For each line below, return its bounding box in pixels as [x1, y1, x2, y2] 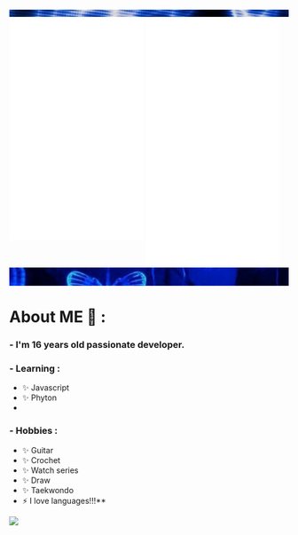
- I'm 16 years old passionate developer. [9, 339, 184, 351]
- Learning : [9, 363, 60, 375]
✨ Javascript [21, 382, 69, 393]
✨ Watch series [21, 465, 79, 476]
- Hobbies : [9, 425, 59, 437]
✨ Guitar [21, 445, 54, 455]
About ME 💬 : [9, 307, 106, 327]
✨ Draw [21, 475, 51, 485]
